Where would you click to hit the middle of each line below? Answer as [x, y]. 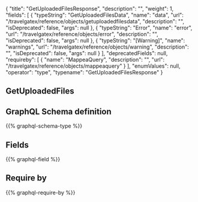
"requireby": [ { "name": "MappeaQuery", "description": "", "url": [85, 60]
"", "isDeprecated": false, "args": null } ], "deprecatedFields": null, [87, 53]
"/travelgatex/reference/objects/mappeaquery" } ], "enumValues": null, [93, 66]
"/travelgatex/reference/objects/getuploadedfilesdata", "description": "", [95, 21]
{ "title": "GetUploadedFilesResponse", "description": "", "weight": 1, [90, 9]
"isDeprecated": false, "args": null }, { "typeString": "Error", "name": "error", [99, 28]
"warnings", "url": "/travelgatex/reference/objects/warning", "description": [97, 47]
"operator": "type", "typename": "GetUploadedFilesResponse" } [84, 72]
